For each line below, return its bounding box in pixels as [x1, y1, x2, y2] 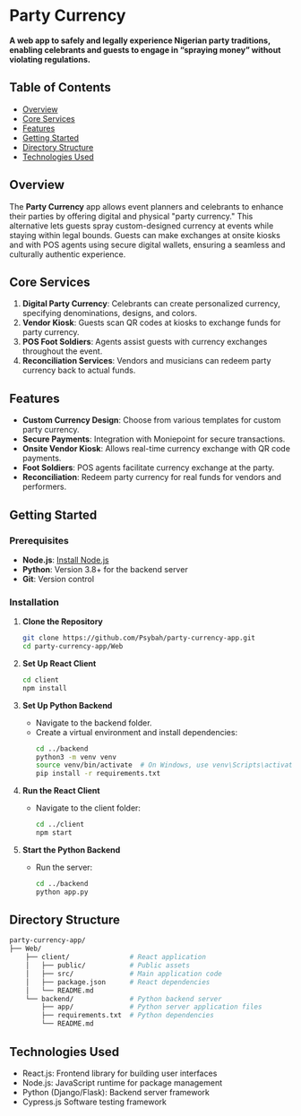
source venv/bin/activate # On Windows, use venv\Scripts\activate [35, 760, 297, 770]
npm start [35, 828, 73, 837]
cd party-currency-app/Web [21, 642, 124, 651]
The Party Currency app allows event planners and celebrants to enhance [9, 201, 284, 211]
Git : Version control [21, 573, 95, 584]
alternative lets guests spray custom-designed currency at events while [9, 220, 274, 231]
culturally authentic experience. [9, 248, 126, 260]
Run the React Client [21, 785, 100, 796]
